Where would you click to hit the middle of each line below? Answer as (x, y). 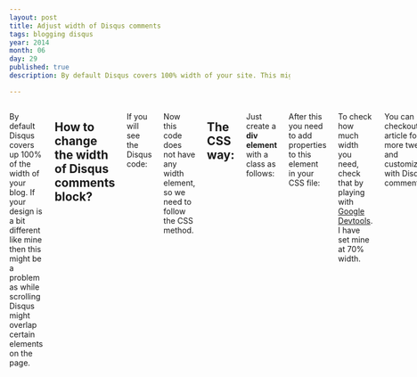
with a (258, 154)
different (25, 230)
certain (22, 334)
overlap (23, 324)
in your (301, 173)
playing (352, 192)
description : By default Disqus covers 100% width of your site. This (143, 76)
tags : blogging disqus (51, 34)
